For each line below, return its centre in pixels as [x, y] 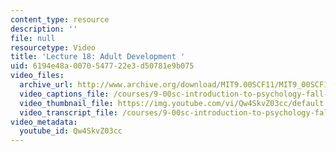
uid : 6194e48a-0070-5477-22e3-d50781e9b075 [102, 66]
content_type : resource [60, 19]
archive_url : [46, 85]
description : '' [44, 29]
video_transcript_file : [68, 112]
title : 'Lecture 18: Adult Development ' [98, 57]
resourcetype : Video [53, 47]
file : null [33, 38]
